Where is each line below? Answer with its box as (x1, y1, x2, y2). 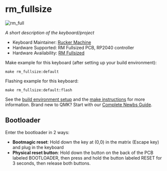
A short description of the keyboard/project (5, 29, 95, 35)
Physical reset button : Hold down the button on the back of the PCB (12, 150, 154, 156)
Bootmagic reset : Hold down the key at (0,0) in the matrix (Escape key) (12, 139, 160, 145)
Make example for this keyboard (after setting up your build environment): (5, 59, 157, 65)
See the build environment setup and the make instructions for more (5, 96, 146, 102)
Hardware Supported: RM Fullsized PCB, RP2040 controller (12, 44, 135, 50)
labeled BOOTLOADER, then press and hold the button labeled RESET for (12, 155, 162, 161)
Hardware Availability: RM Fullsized (12, 50, 85, 56)
